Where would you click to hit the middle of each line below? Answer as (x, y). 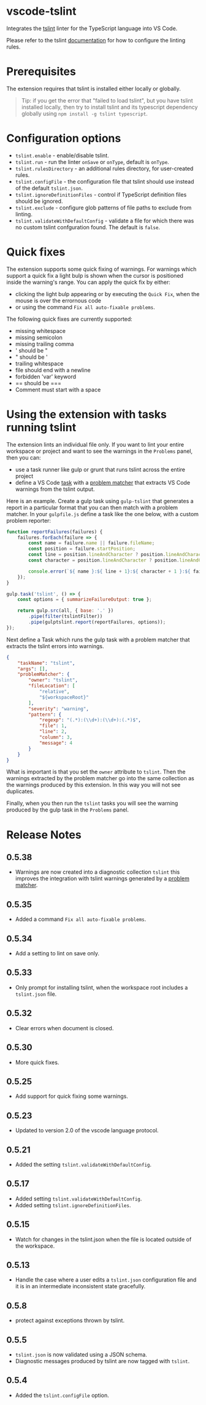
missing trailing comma (44, 344)
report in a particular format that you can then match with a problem (92, 507)
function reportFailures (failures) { (55, 532)
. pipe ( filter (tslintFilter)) (66, 616)
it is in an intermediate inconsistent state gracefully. (80, 1286)
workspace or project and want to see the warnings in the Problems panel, (100, 451)
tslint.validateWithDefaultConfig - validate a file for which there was (105, 221)
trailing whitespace (39, 363)
